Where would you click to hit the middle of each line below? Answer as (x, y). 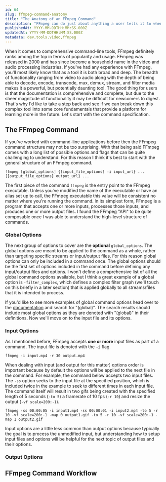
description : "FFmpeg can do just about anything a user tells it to (78, 23)
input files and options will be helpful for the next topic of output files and (80, 439)
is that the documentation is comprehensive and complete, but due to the (80, 93)
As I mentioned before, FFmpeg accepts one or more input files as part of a (82, 342)
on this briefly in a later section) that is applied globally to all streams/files (80, 287)
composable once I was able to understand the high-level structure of (76, 217)
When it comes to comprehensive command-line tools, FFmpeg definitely (80, 51)
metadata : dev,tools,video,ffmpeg (41, 38)
